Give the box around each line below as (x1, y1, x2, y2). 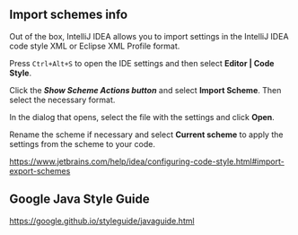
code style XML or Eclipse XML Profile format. (9, 40, 180, 51)
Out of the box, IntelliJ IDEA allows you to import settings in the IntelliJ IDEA (9, 30, 289, 41)
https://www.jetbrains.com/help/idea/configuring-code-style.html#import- (9, 156, 285, 167)
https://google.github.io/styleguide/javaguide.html (9, 215, 195, 226)
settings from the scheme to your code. (9, 138, 155, 149)
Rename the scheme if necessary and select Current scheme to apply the (9, 129, 284, 140)
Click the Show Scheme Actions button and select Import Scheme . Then (9, 84, 282, 95)
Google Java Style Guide (9, 192, 150, 207)
